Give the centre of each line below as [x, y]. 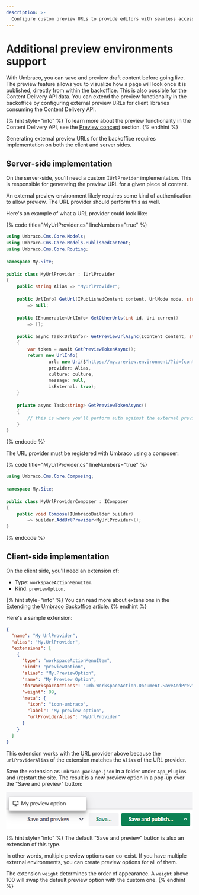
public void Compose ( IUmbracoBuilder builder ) [75, 514]
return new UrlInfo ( [53, 355]
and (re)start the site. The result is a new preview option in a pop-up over [95, 778]
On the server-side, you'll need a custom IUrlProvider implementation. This [99, 178]
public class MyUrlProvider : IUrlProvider [61, 274]
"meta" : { [34, 698]
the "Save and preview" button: [44, 783]
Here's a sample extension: [39, 617]
